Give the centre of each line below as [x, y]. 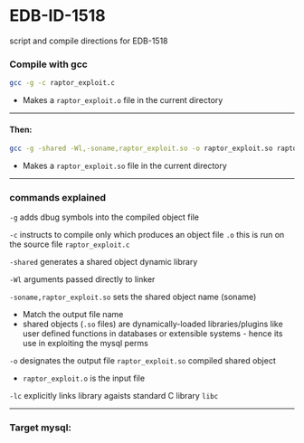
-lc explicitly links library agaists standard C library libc [114, 396]
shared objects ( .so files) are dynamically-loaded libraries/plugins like [152, 324]
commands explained [58, 198]
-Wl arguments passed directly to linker [82, 279]
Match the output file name [73, 315]
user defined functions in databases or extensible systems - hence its [152, 334]
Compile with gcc [48, 64]
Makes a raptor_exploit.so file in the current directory [125, 166]
